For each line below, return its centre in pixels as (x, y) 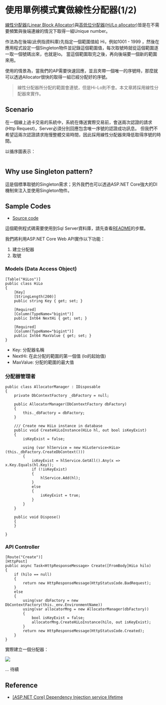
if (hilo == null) (33, 575)
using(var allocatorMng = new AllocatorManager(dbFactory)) (86, 609)
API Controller (22, 547)
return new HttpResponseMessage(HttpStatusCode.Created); (84, 631)
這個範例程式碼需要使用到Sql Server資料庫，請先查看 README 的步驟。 (77, 228)
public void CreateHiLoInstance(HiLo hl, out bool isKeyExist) (81, 430)
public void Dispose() (37, 517)
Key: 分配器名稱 (28, 350)
